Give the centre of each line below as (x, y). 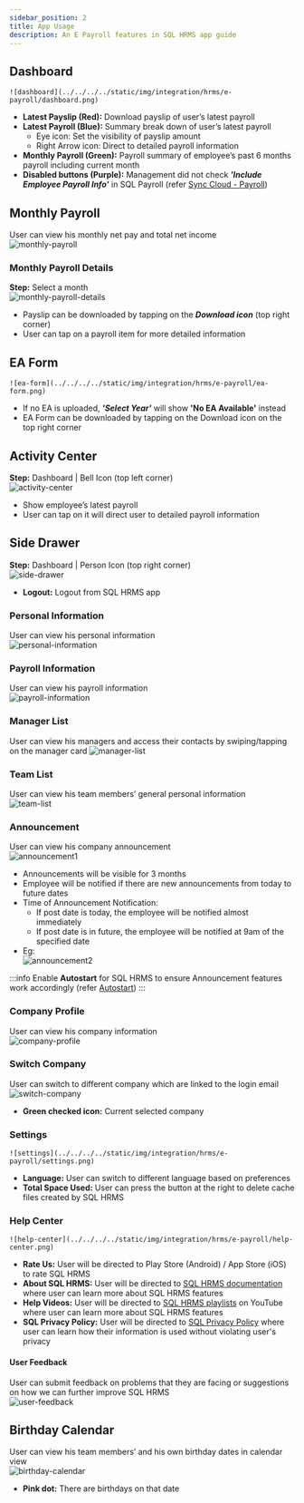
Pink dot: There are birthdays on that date (101, 1488)
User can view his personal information (82, 635)
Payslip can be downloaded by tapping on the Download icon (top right (156, 315)
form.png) (28, 392)
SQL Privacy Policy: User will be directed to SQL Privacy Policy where (153, 1322)
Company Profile (47, 1012)
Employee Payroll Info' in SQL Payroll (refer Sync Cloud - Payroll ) (145, 184)
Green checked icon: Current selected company (113, 1110)
